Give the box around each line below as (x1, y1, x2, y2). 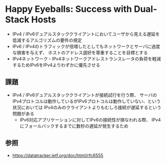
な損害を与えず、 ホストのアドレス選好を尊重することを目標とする (12, 50, 148, 55)
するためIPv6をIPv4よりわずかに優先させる (12, 62, 101, 68)
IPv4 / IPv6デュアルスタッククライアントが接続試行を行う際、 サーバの (12, 92, 157, 98)
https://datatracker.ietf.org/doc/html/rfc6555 (12, 152, 104, 158)
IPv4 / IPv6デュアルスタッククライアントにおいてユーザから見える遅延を (12, 31, 160, 37)
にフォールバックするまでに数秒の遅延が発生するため (19, 123, 129, 129)
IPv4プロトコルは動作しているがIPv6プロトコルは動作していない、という (12, 98, 161, 104)
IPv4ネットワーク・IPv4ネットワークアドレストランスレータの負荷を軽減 (12, 55, 161, 61)
